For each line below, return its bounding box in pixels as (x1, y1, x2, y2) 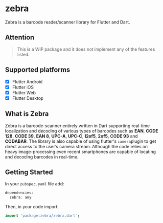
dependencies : (5, 190, 34, 196)
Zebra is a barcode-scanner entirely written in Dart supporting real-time (5, 123, 150, 129)
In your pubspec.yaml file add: (5, 181, 65, 187)
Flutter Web (12, 89, 36, 95)
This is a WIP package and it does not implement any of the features (17, 46, 155, 52)
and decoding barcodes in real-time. (5, 154, 79, 159)
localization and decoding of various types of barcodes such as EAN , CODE (5, 128, 159, 134)
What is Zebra (5, 110, 49, 118)
